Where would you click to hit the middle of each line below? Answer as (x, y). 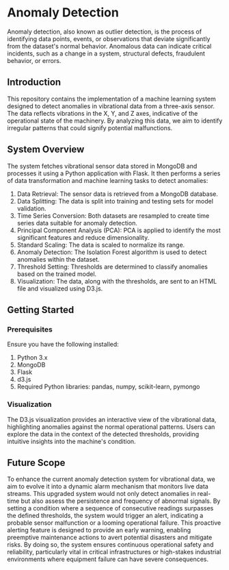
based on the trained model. (57, 274)
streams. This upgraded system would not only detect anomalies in (102, 494)
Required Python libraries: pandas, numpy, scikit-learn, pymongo (108, 387)
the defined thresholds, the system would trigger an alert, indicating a (105, 516)
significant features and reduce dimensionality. (83, 237)
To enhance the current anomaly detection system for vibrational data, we (111, 479)
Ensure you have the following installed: (63, 345)
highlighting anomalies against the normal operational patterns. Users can (111, 427)
